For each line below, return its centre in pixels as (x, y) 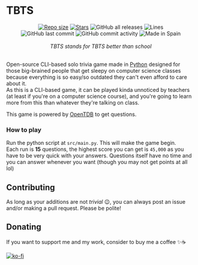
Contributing (31, 187)
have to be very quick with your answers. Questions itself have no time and (99, 156)
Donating (24, 227)
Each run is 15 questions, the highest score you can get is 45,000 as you (95, 149)
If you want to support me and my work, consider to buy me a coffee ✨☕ (96, 242)
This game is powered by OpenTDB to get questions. (71, 114)
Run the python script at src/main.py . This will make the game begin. (91, 143)
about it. (16, 83)
